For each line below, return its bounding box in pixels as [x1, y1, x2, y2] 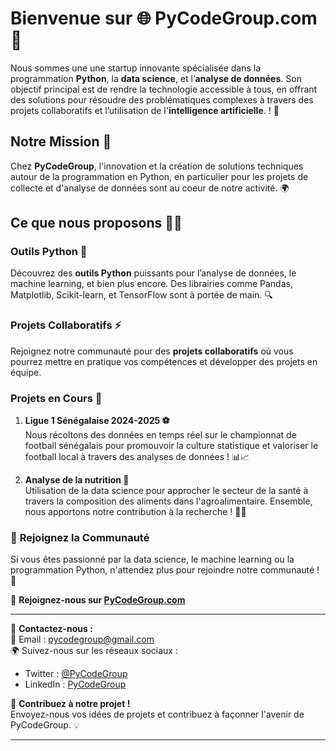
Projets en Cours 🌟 [10, 391, 103, 405]
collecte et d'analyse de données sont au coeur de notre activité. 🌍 [10, 182, 290, 194]
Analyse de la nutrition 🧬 [24, 474, 130, 486]
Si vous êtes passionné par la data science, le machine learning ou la [10, 553, 295, 566]
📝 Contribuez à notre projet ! [10, 698, 131, 710]
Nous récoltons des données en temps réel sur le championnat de [24, 429, 297, 441]
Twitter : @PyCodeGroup [24, 668, 128, 680]
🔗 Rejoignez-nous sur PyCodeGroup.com [10, 594, 186, 606]
